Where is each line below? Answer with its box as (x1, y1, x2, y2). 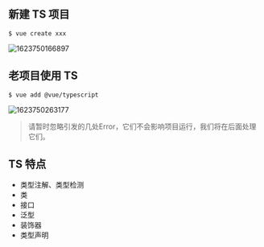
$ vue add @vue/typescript (8, 91, 99, 99)
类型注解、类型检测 (19, 180, 85, 190)
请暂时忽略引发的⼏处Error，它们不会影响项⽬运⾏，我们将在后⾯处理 (27, 121, 257, 131)
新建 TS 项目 (8, 7, 70, 22)
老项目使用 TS (8, 69, 78, 83)
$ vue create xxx (8, 29, 67, 38)
